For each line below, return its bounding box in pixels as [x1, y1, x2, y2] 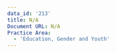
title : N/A [7, 17, 39, 23]
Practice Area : [7, 29, 51, 36]
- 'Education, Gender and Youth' [13, 36, 110, 43]
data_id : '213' [7, 10, 51, 17]
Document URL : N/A [7, 23, 60, 30]
